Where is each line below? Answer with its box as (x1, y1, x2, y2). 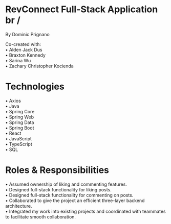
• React (5, 130, 22, 136)
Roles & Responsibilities (5, 164, 109, 176)
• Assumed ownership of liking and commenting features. (5, 181, 127, 187)
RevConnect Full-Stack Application (5, 4, 158, 15)
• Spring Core (5, 108, 35, 114)
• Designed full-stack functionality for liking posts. (5, 186, 112, 192)
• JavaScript (5, 135, 32, 141)
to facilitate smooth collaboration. (5, 213, 76, 220)
